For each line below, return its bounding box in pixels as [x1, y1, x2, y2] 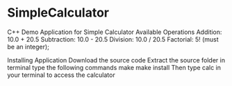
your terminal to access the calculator [7, 71, 116, 79]
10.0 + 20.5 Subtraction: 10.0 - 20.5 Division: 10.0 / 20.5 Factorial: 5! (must [7, 35, 219, 43]
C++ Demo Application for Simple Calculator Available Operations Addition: [7, 28, 222, 36]
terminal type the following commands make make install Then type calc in [7, 63, 221, 71]
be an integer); [7, 42, 50, 51]
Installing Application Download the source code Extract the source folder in [7, 55, 226, 64]
